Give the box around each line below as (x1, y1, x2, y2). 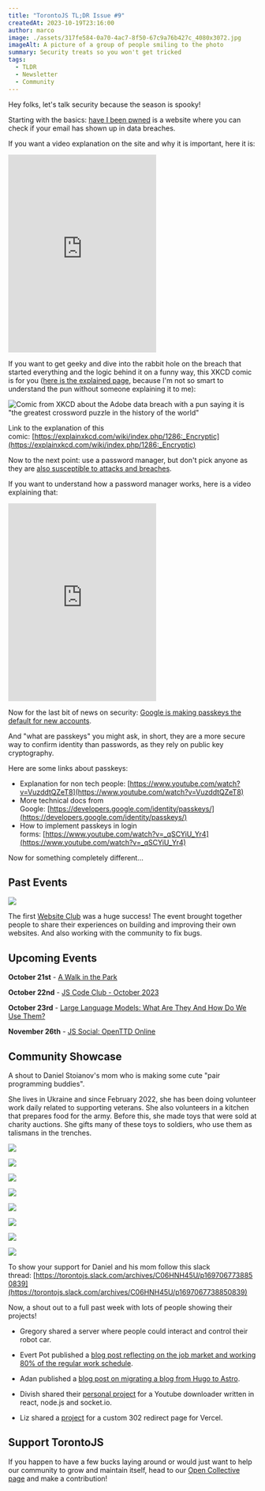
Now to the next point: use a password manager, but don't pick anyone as (8, 455, 248, 465)
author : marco (8, 26, 55, 34)
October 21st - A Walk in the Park (8, 973, 118, 982)
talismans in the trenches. (8, 1128, 92, 1137)
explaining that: (8, 488, 58, 497)
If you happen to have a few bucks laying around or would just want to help (8, 1457, 252, 1466)
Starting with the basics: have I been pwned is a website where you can (8, 115, 241, 124)
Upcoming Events (8, 951, 97, 965)
